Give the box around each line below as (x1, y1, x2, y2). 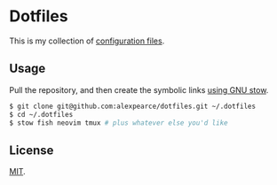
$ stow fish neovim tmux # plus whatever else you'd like (9, 118, 228, 127)
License (9, 143, 54, 158)
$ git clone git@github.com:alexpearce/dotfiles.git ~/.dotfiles (9, 102, 256, 111)
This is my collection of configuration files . (9, 35, 165, 46)
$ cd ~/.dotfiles (9, 110, 74, 119)
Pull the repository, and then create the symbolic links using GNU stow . (9, 84, 269, 95)
